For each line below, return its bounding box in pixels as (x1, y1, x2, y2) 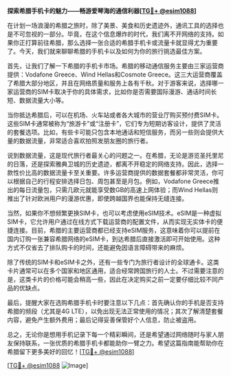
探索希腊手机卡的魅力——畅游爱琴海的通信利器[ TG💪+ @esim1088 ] (7, 7, 197, 14)
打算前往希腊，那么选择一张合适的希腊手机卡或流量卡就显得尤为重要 (25, 39, 218, 47)
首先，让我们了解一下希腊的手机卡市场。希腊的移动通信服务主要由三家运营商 (7, 62, 224, 70)
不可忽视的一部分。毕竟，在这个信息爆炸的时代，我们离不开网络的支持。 (12, 30, 218, 38)
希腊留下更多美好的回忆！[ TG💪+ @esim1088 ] (7, 348, 135, 355)
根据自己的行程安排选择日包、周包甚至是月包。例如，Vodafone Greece (12, 177, 214, 185)
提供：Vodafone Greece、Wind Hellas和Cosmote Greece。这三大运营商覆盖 (7, 70, 223, 79)
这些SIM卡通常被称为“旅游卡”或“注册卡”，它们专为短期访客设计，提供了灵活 (7, 120, 222, 127)
